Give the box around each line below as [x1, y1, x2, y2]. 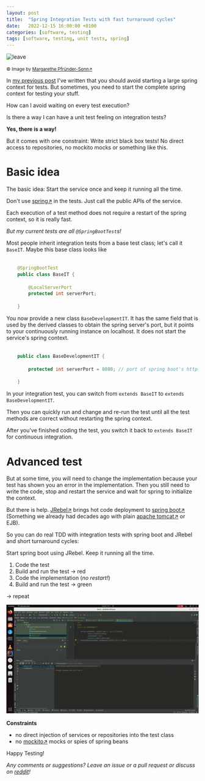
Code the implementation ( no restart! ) [15, 574, 111, 582]
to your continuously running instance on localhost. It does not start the [6, 328, 186, 335]
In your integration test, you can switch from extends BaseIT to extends [6, 390, 184, 398]
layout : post [6, 10, 40, 16]
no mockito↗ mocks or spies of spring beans [15, 738, 129, 745]
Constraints [6, 719, 37, 727]
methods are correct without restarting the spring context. [6, 415, 153, 422]
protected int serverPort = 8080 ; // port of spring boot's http [28, 366, 198, 372]
